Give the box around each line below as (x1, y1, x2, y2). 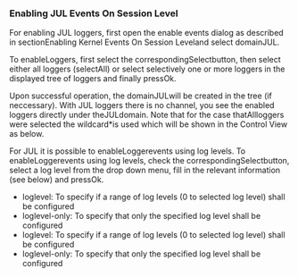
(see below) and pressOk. (9, 174, 104, 185)
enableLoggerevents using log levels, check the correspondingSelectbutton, (9, 155, 290, 166)
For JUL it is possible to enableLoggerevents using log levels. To (9, 146, 246, 156)
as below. (9, 129, 45, 139)
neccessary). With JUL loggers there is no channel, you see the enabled (9, 100, 275, 111)
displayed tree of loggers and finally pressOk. (9, 73, 177, 84)
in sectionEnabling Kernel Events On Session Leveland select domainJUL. (9, 37, 280, 47)
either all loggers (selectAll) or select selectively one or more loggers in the (9, 63, 286, 74)
